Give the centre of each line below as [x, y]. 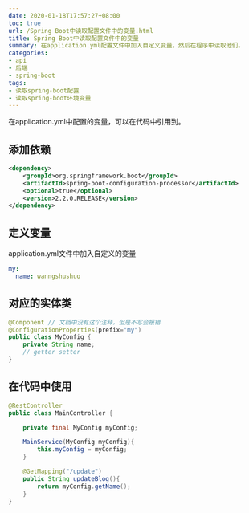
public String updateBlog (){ [71, 478]
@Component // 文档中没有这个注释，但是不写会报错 [84, 322]
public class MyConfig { [50, 337]
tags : [17, 83]
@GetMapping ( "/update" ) [63, 471]
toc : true [25, 23]
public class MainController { [61, 413]
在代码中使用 [40, 387]
